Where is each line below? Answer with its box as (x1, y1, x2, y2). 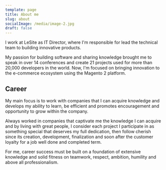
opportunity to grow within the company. (5, 108, 88, 114)
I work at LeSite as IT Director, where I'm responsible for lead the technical (5, 39, 158, 45)
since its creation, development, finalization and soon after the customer (5, 134, 154, 140)
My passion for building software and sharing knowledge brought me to (5, 54, 152, 60)
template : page (5, 7, 37, 12)
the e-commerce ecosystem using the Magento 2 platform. (5, 70, 126, 76)
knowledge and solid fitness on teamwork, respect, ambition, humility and (5, 154, 157, 160)
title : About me (5, 12, 39, 17)
